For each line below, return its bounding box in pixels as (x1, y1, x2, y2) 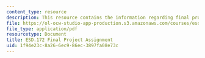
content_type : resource (6, 8, 67, 15)
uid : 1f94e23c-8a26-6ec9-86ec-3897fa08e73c (6, 43, 119, 49)
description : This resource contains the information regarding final (6, 14, 190, 21)
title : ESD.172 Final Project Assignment (6, 37, 113, 43)
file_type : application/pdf (6, 25, 78, 32)
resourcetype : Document (6, 31, 67, 37)
